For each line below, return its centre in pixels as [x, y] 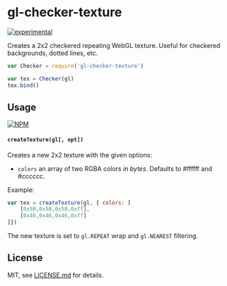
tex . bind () [23, 85]
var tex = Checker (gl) [41, 78]
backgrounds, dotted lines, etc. [53, 53]
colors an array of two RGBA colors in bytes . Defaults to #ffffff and [115, 168]
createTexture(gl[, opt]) [45, 139]
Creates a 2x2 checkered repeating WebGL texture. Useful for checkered [114, 45]
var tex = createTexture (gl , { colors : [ [69, 203]
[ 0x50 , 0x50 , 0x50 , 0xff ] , [55, 209]
